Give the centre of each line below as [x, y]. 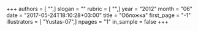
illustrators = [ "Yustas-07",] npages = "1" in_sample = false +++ [87, 22]
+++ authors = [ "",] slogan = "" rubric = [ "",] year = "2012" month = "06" [100, 9]
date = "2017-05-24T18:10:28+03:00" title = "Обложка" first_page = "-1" [99, 15]
